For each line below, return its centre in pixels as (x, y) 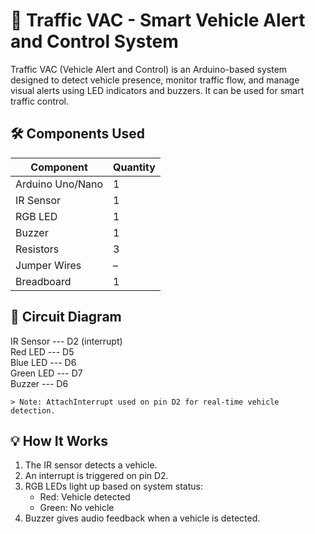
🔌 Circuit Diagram (66, 317)
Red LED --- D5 (42, 351)
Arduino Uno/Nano (59, 184)
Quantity (134, 167)
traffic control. (39, 101)
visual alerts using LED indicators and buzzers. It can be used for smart (157, 90)
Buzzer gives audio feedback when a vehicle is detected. (142, 518)
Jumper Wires (48, 265)
